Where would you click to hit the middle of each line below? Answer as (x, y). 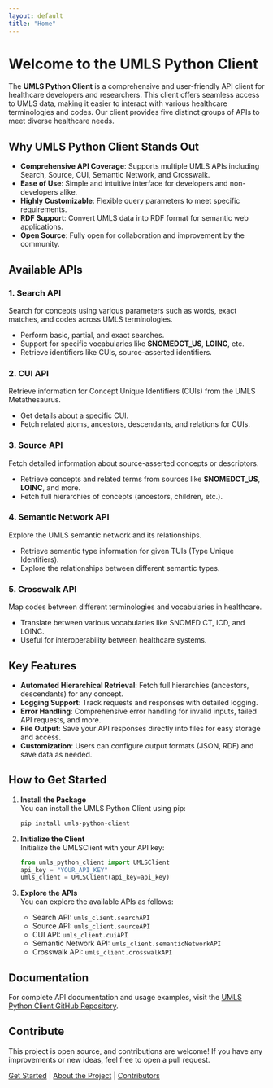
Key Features (43, 666)
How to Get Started (58, 780)
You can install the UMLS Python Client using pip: (103, 808)
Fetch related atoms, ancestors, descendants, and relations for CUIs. (135, 424)
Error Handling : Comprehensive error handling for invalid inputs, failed (139, 711)
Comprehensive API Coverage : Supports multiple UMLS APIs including (140, 166)
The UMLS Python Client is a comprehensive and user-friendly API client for (136, 86)
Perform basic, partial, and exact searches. (92, 335)
